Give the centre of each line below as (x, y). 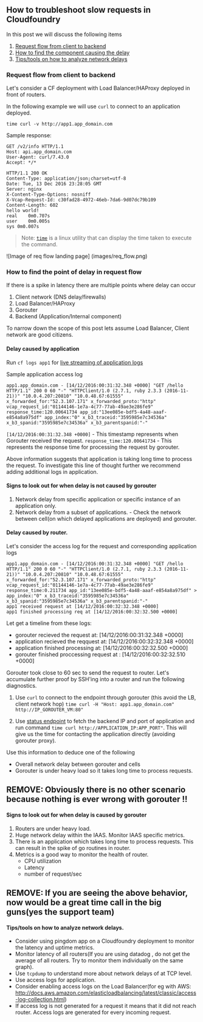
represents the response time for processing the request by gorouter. (93, 447)
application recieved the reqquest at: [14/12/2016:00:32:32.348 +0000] (104, 641)
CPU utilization (43, 861)
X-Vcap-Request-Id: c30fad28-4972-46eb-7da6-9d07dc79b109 (81, 200)
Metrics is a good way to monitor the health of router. (82, 854)
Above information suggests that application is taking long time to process (99, 459)
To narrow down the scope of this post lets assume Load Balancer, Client (98, 328)
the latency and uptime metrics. (55, 948)
